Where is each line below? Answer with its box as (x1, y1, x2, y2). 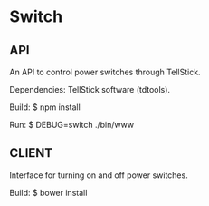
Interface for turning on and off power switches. (9, 170, 188, 181)
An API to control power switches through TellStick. (9, 66, 201, 77)
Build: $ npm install (9, 102, 81, 113)
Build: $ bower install (9, 187, 88, 198)
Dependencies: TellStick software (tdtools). (9, 84, 170, 94)
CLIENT (9, 145, 53, 161)
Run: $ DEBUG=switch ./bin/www (9, 120, 134, 130)
